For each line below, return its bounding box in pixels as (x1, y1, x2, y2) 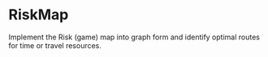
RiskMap (8, 6, 69, 24)
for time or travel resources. (8, 40, 102, 50)
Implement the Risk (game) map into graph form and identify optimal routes (8, 32, 260, 42)
